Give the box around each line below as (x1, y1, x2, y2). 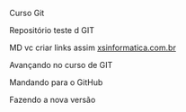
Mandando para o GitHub (9, 77, 103, 88)
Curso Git (9, 8, 45, 18)
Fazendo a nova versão (9, 94, 96, 105)
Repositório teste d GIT (9, 25, 94, 35)
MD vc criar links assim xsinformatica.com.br (9, 42, 177, 53)
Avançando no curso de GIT (9, 60, 113, 70)
